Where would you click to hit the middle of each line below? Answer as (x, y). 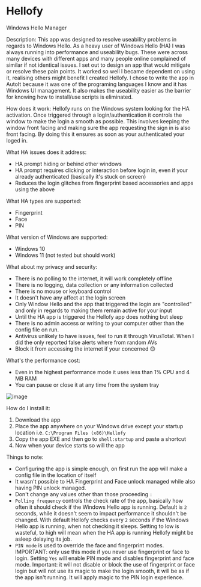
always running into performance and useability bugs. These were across (97, 52)
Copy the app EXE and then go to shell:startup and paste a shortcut (100, 439)
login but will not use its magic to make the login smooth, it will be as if (102, 571)
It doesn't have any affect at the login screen (70, 297)
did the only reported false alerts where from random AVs (86, 342)
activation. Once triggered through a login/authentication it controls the (94, 115)
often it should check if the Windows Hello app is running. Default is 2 (101, 507)
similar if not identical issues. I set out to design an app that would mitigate (98, 65)
